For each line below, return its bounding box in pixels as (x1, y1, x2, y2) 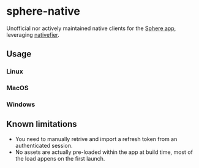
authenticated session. (15, 142, 73, 149)
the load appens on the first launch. (15, 155, 105, 162)
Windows (6, 100, 36, 109)
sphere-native (6, 4, 81, 18)
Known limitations (6, 119, 77, 129)
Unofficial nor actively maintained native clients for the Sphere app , (6, 25, 176, 32)
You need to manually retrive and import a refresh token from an (15, 135, 178, 142)
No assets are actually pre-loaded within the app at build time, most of (15, 148, 193, 156)
